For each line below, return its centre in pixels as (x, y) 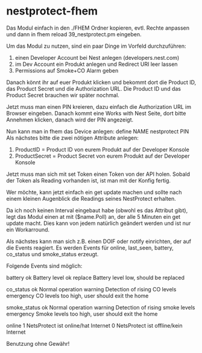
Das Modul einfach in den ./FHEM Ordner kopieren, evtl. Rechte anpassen (98, 28)
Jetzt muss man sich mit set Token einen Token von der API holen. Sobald (98, 174)
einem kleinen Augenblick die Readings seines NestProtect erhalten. (91, 198)
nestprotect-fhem (52, 11)
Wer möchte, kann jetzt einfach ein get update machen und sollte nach (94, 192)
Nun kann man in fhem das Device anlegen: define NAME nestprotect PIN (98, 131)
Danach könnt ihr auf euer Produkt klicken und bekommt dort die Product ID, (101, 82)
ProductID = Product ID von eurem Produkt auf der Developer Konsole (102, 149)
